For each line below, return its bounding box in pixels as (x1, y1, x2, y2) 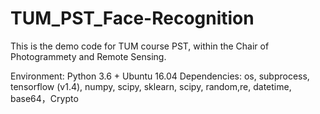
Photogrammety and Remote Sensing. (10, 50, 167, 62)
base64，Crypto (10, 92, 79, 104)
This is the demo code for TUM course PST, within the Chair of (10, 40, 270, 52)
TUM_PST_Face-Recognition (10, 7, 255, 30)
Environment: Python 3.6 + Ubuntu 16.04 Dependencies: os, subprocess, (10, 70, 310, 82)
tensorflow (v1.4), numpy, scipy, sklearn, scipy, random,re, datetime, (10, 80, 292, 92)
